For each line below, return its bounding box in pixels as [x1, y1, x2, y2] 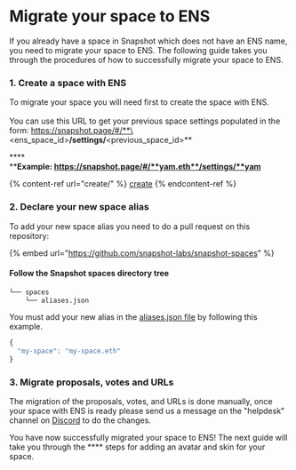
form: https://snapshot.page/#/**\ [9, 125, 133, 136]
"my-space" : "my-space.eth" [17, 347, 122, 356]
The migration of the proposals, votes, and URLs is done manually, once [9, 396, 273, 407]
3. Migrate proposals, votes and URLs [9, 376, 174, 388]
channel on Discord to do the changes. [9, 415, 151, 426]
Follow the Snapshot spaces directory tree [9, 268, 170, 279]
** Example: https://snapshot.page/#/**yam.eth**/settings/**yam [9, 162, 261, 172]
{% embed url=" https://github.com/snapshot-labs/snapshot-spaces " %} [9, 247, 275, 259]
